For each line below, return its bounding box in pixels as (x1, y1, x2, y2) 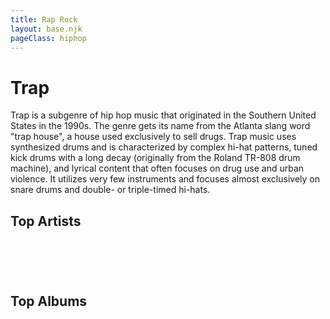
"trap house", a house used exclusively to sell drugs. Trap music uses (10, 131, 297, 143)
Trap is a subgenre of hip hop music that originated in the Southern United (10, 109, 317, 121)
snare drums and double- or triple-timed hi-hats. (10, 184, 211, 196)
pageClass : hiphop (10, 33, 87, 43)
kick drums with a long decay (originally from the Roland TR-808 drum (10, 152, 301, 164)
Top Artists (10, 212, 82, 230)
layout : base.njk (10, 24, 83, 34)
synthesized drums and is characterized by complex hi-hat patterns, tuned (10, 141, 318, 153)
